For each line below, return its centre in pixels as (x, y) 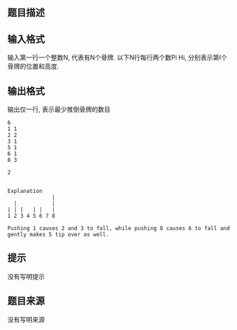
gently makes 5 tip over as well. (59, 235)
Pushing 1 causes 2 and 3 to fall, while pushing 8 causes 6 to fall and (119, 229)
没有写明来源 (26, 319)
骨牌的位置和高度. (33, 67)
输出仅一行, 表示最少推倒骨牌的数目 (59, 109)
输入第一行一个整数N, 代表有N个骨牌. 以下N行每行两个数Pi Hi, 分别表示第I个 (117, 57)
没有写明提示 (26, 276)
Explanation (25, 191)
